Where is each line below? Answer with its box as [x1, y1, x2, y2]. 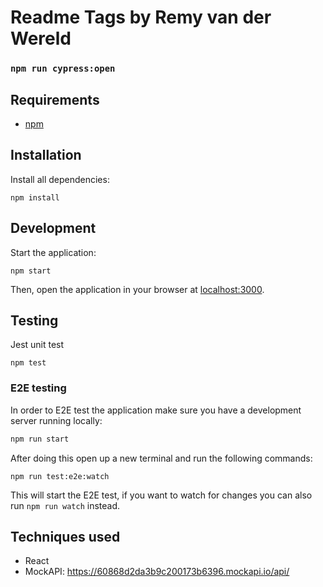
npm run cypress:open [10, 63, 116, 75]
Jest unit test [10, 339, 65, 351]
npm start [10, 266, 52, 276]
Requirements [10, 91, 100, 108]
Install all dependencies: [10, 173, 110, 185]
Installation [10, 147, 82, 164]
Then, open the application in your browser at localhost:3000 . [10, 283, 265, 295]
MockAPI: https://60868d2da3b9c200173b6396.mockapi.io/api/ [24, 566, 290, 578]
